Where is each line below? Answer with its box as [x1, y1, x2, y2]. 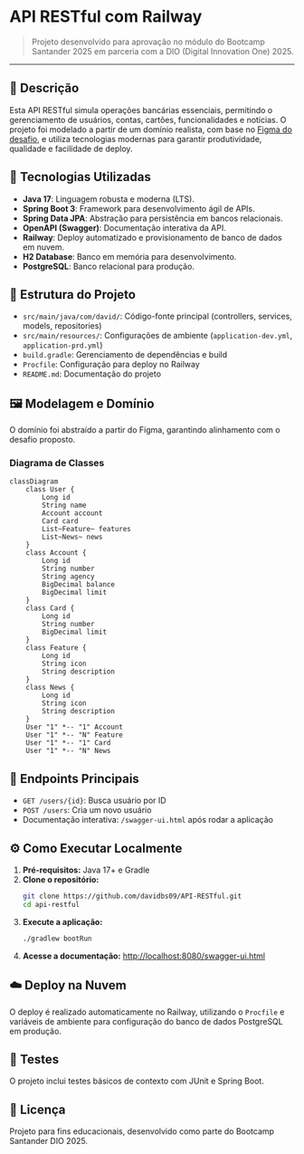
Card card [42, 517, 79, 526]
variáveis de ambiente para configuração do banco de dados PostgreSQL [9, 1016, 283, 1026]
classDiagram [9, 477, 59, 486]
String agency [42, 572, 95, 581]
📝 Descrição [9, 81, 80, 96]
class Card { [25, 604, 75, 613]
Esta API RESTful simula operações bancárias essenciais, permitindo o [9, 104, 273, 115]
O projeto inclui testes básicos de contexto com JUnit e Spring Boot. [9, 1075, 264, 1087]
